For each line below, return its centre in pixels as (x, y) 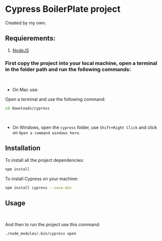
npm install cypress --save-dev (38, 188)
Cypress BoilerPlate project (63, 9)
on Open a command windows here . (46, 133)
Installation (23, 148)
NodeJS (21, 50)
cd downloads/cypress (27, 108)
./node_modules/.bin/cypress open (41, 234)
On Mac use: (25, 90)
